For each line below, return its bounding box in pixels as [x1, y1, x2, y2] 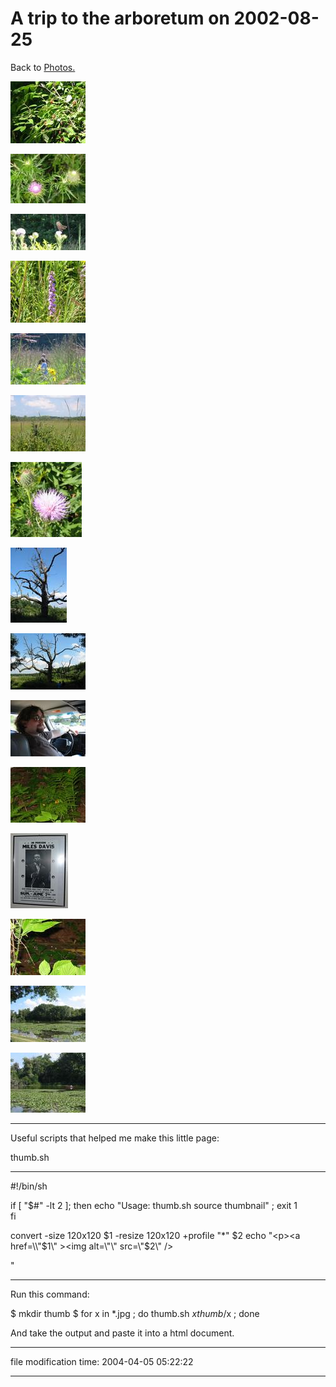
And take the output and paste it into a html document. [10, 1327, 235, 1339]
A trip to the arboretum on [10, 7, 230, 30]
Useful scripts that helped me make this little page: [10, 1132, 220, 1144]
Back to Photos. [10, 61, 76, 73]
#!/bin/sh [10, 1180, 48, 1192]
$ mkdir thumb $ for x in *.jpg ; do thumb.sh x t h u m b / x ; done [10, 1307, 260, 1319]
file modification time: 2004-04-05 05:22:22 [10, 1355, 194, 1367]
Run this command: [10, 1288, 90, 1300]
